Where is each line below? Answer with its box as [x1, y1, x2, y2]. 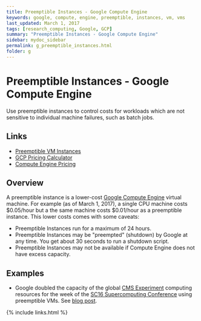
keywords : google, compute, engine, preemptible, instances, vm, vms [6, 15, 186, 21]
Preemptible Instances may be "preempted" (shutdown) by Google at [15, 231, 188, 239]
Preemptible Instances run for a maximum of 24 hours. [15, 225, 151, 232]
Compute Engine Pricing [15, 160, 76, 167]
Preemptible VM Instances [15, 147, 81, 154]
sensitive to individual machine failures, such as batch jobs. [6, 113, 154, 121]
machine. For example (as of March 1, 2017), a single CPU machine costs [6, 200, 188, 208]
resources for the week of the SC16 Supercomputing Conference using [15, 291, 193, 298]
